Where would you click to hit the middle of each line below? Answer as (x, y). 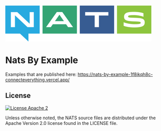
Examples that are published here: (41, 74)
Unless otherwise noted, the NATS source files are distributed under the (80, 118)
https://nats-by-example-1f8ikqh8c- (116, 74)
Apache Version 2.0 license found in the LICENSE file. (61, 123)
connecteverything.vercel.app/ (38, 80)
